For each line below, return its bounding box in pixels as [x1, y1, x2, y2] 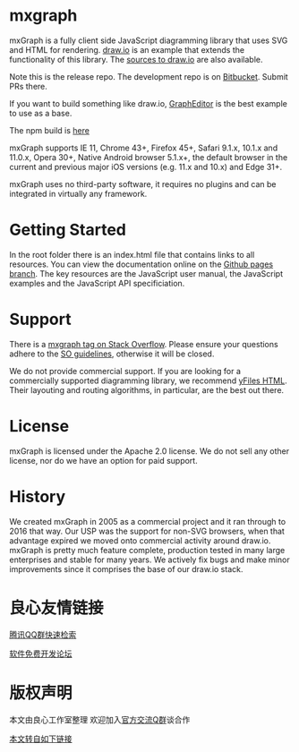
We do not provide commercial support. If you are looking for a [9, 365, 242, 376]
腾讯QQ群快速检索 [9, 628, 77, 640]
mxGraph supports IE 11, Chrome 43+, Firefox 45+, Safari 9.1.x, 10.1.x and [9, 142, 278, 153]
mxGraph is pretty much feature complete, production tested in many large [9, 544, 286, 555]
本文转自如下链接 [9, 733, 73, 744]
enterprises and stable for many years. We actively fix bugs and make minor [9, 554, 290, 565]
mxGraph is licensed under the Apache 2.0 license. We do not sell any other [9, 445, 290, 457]
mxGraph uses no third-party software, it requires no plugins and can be [9, 178, 277, 189]
